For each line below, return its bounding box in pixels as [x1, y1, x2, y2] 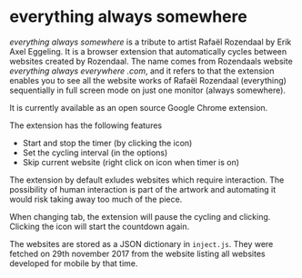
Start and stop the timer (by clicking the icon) [22, 137, 193, 148]
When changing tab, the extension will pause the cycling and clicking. [9, 211, 271, 222]
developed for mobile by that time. [9, 257, 138, 269]
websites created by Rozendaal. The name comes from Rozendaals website [9, 55, 293, 66]
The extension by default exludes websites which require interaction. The [9, 174, 285, 185]
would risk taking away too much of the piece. [9, 194, 183, 204]
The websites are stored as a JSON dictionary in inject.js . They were [9, 238, 274, 249]
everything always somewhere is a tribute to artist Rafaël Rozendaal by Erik [9, 36, 292, 47]
